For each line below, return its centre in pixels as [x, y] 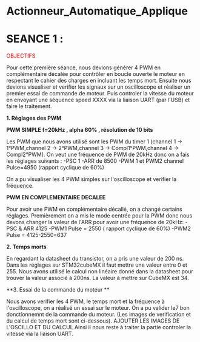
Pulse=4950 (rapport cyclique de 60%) [55, 168]
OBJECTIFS [21, 56]
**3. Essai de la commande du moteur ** [58, 290]
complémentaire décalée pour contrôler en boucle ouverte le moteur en [96, 74]
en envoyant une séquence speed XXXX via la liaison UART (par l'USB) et [98, 100]
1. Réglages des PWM [34, 118]
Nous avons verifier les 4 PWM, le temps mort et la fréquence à [85, 301]
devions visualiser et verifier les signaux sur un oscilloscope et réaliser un [98, 87]
